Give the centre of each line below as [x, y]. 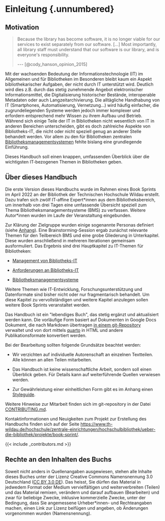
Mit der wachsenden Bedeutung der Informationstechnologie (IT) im [74, 74]
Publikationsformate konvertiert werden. [46, 335]
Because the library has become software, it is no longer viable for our [89, 39]
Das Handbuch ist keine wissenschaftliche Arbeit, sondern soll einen [82, 369]
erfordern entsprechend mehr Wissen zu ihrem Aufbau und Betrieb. [74, 116]
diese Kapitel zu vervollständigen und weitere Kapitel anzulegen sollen [77, 299]
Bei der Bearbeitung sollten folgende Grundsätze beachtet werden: [73, 345]
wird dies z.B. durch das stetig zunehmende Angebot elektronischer [74, 89]
